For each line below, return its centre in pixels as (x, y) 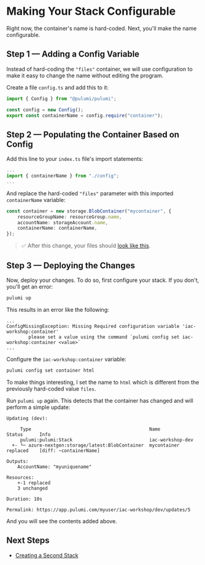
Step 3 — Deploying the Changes (71, 265)
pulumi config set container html (51, 370)
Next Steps (28, 541)
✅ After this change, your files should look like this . (86, 246)
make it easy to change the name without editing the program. (85, 76)
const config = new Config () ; (45, 110)
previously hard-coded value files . (51, 389)
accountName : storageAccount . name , (63, 222)
